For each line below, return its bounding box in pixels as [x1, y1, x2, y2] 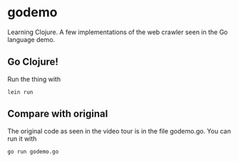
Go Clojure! [7, 56, 59, 68]
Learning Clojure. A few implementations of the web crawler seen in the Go [7, 28, 228, 36]
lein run [7, 88, 33, 96]
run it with [7, 134, 37, 143]
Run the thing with [7, 75, 61, 83]
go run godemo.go [7, 148, 59, 155]
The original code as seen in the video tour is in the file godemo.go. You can [7, 126, 232, 135]
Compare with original [7, 108, 108, 120]
